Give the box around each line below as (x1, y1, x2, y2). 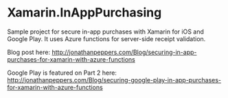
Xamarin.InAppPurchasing (7, 5, 162, 21)
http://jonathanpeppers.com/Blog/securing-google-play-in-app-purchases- (7, 75, 222, 84)
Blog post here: (7, 48, 51, 56)
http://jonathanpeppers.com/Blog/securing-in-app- (51, 48, 197, 56)
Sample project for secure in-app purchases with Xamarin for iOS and (7, 27, 205, 36)
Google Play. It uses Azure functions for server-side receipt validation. (7, 34, 206, 42)
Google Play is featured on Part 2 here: (7, 69, 117, 77)
